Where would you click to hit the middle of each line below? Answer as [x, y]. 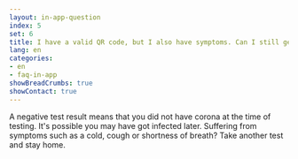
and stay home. [38, 144]
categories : [31, 58]
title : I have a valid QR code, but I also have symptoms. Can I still [144, 42]
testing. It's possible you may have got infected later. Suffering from [133, 125]
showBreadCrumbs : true [51, 83]
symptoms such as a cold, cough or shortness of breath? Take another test [146, 135]
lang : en [25, 50]
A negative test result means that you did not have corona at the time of [140, 117]
